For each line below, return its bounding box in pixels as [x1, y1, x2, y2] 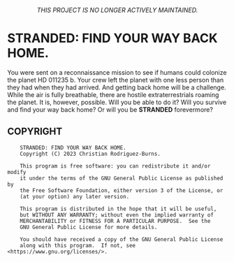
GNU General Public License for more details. [20, 224, 158, 231]
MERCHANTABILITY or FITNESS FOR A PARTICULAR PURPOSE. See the [20, 217, 211, 224]
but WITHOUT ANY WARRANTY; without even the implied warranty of [20, 211, 214, 219]
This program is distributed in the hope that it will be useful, [20, 205, 217, 212]
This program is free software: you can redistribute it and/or [20, 162, 211, 170]
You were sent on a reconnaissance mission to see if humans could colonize [7, 68, 227, 76]
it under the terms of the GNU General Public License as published [20, 175, 224, 182]
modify [7, 168, 27, 175]
